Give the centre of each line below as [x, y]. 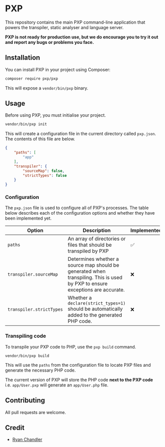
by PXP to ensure [88, 284]
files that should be [90, 245]
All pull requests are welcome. [36, 412]
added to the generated [95, 315]
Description [97, 230]
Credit [15, 428]
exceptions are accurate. [96, 290]
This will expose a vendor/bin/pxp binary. [47, 88]
